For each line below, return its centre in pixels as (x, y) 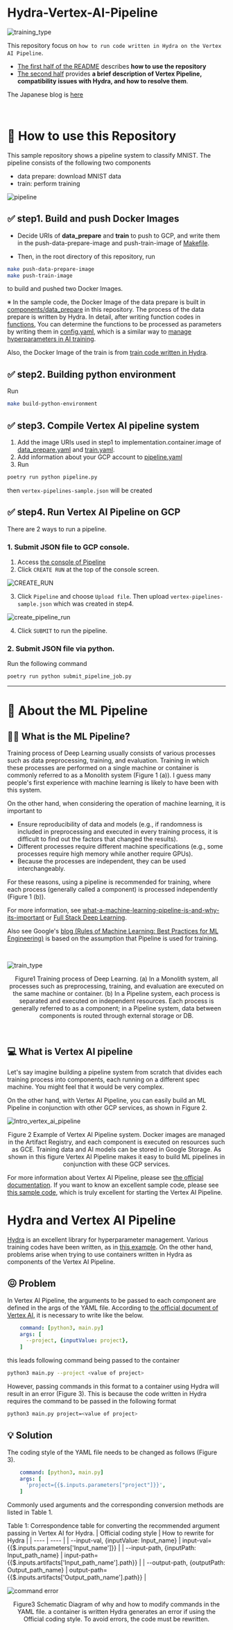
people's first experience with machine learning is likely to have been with (113, 783)
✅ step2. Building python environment (92, 374)
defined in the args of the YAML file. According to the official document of (113, 1308)
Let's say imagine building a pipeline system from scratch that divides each (115, 1072)
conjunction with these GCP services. (116, 1164)
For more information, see (44, 910)
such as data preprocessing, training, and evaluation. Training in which (108, 760)
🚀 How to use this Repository (92, 136)
